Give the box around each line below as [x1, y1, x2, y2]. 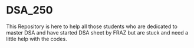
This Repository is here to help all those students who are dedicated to [6, 23, 178, 30]
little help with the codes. [6, 35, 67, 42]
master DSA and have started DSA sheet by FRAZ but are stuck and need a [6, 29, 189, 36]
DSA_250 [6, 4, 53, 17]
